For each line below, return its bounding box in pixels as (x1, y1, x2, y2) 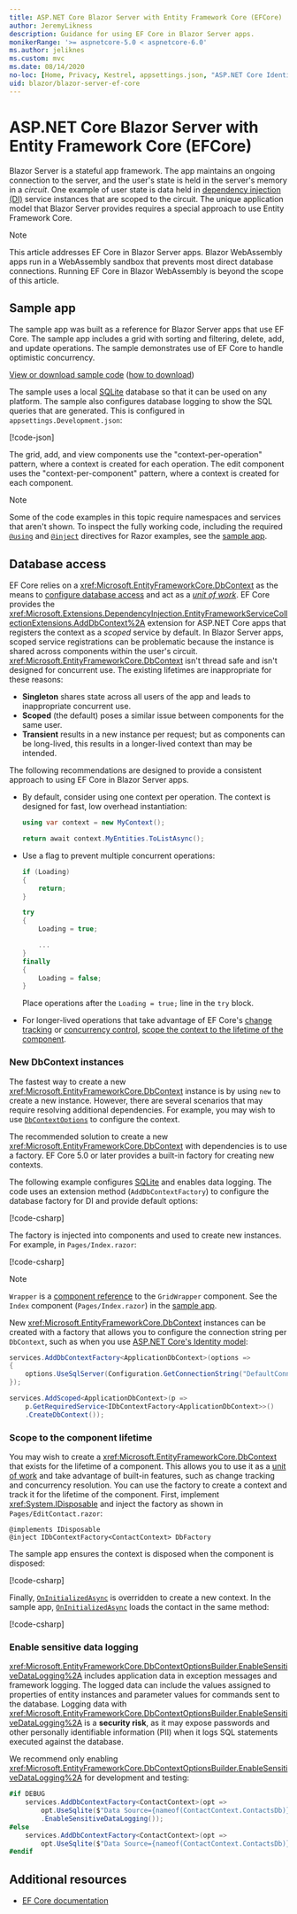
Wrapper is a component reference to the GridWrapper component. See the (9, 1291, 278, 1301)
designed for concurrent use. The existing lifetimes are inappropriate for (9, 665, 272, 676)
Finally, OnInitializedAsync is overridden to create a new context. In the (9, 1592, 271, 1603)
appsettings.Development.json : (9, 415, 123, 426)
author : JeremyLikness (9, 21, 93, 30)
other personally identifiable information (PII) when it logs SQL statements (9, 1727, 278, 1738)
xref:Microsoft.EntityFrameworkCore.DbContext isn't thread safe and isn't (9, 655, 278, 666)
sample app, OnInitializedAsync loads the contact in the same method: (9, 1602, 270, 1613)
